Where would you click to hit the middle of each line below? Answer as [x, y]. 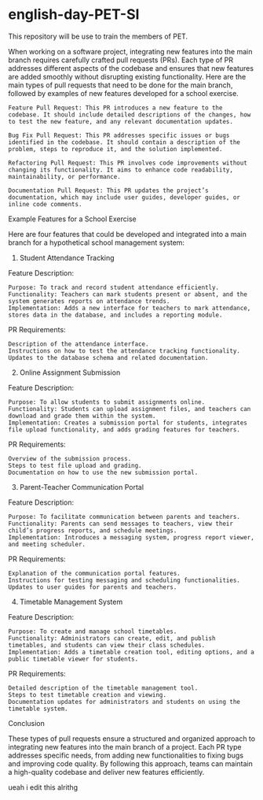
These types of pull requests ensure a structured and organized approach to [132, 739]
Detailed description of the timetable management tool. [103, 688]
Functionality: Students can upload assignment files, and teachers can [130, 409]
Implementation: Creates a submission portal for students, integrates [128, 423]
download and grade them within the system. [82, 416]
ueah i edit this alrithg [43, 787]
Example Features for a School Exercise [72, 219]
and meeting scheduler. [47, 544]
